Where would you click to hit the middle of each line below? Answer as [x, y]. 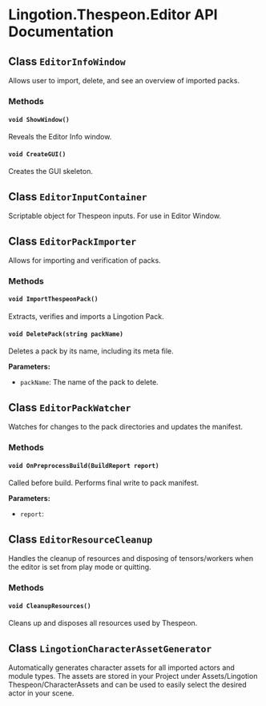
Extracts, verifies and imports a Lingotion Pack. [86, 317]
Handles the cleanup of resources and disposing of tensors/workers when [131, 559]
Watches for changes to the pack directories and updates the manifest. [125, 427]
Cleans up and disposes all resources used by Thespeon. [103, 623]
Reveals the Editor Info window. [60, 137]
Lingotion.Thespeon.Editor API [113, 15]
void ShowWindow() [39, 119]
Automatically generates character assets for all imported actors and [121, 668]
